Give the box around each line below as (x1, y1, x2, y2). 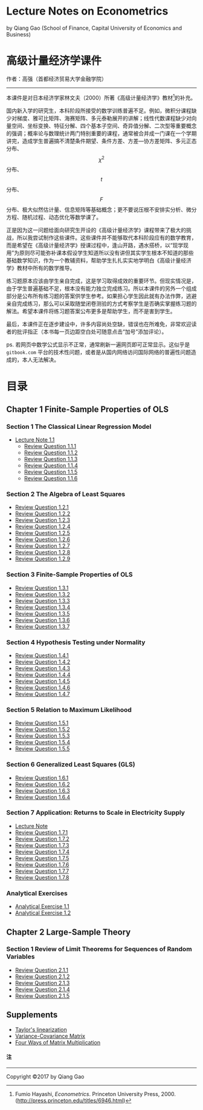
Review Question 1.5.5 (14, 745, 70, 753)
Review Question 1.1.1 (24, 443, 77, 450)
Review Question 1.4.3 (14, 664, 71, 671)
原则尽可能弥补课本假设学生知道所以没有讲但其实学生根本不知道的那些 (19, 249, 195, 257)
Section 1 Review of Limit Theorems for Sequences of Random (6, 945, 192, 954)
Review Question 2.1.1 (14, 966, 68, 974)
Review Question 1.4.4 (14, 671, 71, 678)
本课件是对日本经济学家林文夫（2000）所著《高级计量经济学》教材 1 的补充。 (6, 93, 196, 101)
